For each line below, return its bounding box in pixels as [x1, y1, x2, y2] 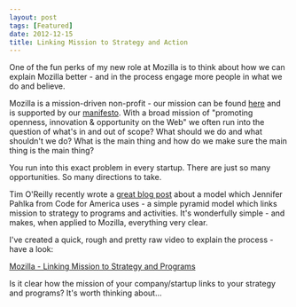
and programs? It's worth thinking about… [9, 287, 162, 298]
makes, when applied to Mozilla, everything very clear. [9, 217, 208, 228]
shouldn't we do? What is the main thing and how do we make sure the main [9, 136, 288, 146]
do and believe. [9, 81, 66, 91]
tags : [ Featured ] [9, 21, 74, 30]
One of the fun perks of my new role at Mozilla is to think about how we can [9, 62, 285, 73]
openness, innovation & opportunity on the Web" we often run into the [9, 117, 265, 128]
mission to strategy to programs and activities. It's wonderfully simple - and [9, 208, 285, 218]
